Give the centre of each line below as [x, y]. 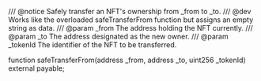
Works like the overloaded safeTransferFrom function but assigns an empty [131, 20]
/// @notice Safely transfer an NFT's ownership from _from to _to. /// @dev [130, 11]
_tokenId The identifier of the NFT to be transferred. [93, 45]
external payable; [36, 68]
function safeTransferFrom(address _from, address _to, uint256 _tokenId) [127, 60]
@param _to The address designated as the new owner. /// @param [118, 36]
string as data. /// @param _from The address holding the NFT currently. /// [130, 28]
